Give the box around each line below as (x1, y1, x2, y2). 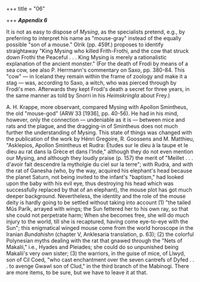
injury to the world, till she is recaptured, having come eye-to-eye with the (6, 218, 189, 225)
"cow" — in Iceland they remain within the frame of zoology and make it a (6, 73, 187, 80)
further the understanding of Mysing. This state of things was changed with (6, 129, 192, 136)
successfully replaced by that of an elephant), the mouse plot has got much (6, 186, 192, 193)
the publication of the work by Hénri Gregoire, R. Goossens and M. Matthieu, (6, 135, 195, 142)
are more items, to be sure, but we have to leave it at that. (6, 269, 148, 276)
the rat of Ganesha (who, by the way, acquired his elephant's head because (6, 167, 193, 174)
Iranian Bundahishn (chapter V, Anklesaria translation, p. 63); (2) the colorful (6, 231, 194, 238)
